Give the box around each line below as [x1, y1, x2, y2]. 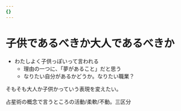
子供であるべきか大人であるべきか [5, 37, 175, 50]
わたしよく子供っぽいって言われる [14, 58, 99, 65]
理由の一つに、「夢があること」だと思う [23, 65, 122, 72]
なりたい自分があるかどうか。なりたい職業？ [23, 73, 135, 80]
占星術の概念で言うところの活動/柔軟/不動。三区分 [5, 98, 132, 105]
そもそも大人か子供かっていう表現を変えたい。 [5, 85, 122, 92]
